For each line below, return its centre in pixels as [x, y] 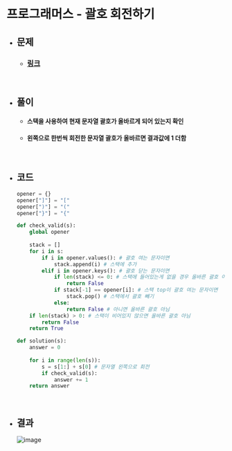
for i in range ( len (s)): [65, 360]
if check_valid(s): [70, 373]
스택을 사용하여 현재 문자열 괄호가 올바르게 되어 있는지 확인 [105, 121]
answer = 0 [45, 348]
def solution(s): [42, 341]
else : [62, 303]
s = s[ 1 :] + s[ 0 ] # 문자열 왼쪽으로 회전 [96, 367]
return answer [50, 386]
